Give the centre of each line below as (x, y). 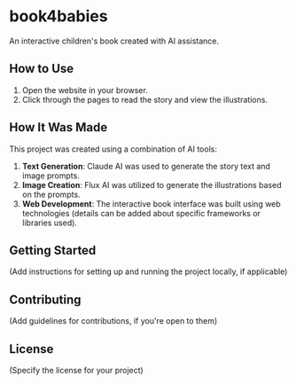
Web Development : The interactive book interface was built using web (151, 204)
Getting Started (53, 250)
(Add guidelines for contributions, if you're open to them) (113, 321)
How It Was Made (58, 127)
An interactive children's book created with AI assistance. (114, 41)
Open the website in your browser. (85, 90)
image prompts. (51, 176)
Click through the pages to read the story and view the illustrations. (145, 99)
